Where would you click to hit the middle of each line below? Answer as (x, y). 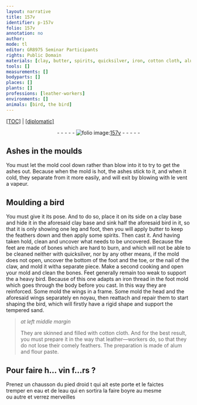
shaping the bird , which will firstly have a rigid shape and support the (89, 304)
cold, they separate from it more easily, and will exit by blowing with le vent (97, 178)
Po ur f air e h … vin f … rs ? (51, 370)
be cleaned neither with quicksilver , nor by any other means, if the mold (93, 254)
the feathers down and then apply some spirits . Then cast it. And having (93, 235)
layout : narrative (28, 11)
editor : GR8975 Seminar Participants (52, 50)
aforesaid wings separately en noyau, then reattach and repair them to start (97, 298)
